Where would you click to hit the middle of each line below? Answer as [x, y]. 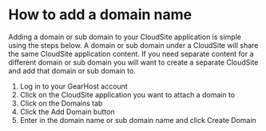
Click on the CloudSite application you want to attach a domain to [127, 94]
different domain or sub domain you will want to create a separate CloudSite [133, 62]
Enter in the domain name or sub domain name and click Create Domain [138, 120]
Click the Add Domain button [67, 111]
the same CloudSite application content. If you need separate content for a [131, 54]
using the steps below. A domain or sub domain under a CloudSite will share [133, 45]
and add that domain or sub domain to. [72, 70]
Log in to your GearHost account [73, 86]
